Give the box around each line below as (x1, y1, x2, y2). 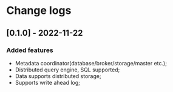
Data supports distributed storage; (15, 72, 101, 79)
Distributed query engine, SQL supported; (15, 66, 120, 73)
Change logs (6, 4, 72, 18)
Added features (6, 46, 53, 54)
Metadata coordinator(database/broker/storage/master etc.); (15, 59, 167, 67)
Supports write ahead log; (15, 79, 81, 86)
